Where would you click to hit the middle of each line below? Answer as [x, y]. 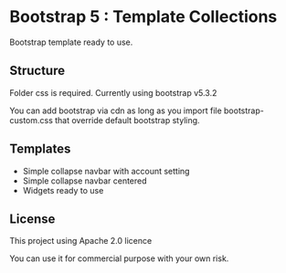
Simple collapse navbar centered [85, 181]
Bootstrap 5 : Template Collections [143, 17]
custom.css [31, 120]
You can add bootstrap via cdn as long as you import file [116, 110]
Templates [40, 149]
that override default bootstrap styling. [127, 120]
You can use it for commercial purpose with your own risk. [119, 258]
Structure [37, 71]
